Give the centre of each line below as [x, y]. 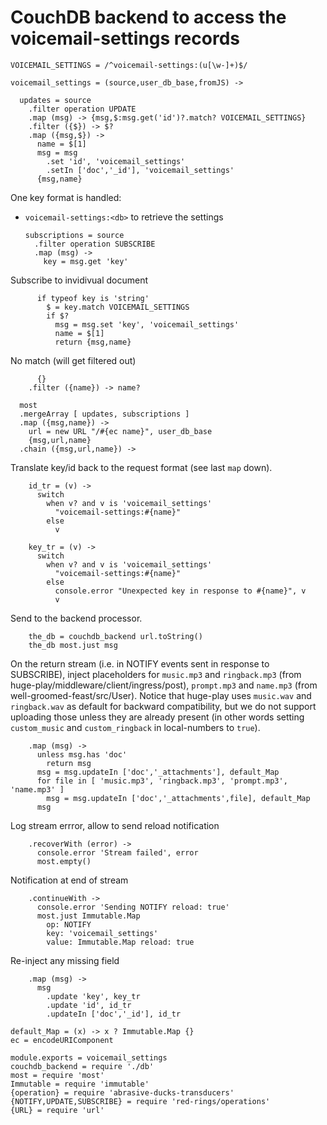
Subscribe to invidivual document [79, 280]
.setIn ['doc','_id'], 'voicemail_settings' [140, 170]
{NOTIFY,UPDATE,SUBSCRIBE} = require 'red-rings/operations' [140, 1101]
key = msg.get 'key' [86, 261]
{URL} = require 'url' [57, 1110]
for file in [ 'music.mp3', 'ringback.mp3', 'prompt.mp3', [162, 781]
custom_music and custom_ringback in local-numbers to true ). [135, 727]
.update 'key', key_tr [93, 996]
